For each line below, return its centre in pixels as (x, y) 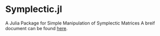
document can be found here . (36, 28)
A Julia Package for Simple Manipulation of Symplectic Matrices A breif (80, 23)
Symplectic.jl (34, 9)
